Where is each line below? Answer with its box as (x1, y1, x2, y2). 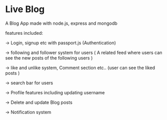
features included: (5, 30, 43, 36)
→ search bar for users (5, 80, 53, 86)
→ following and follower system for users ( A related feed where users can (5, 49, 163, 55)
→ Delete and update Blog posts (5, 99, 72, 105)
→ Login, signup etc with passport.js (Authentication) (5, 39, 116, 46)
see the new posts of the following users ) (5, 54, 93, 61)
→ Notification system (5, 109, 52, 115)
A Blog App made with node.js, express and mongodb (5, 20, 118, 26)
